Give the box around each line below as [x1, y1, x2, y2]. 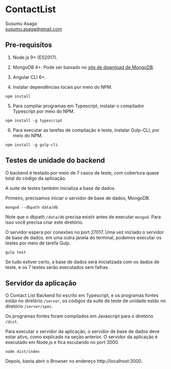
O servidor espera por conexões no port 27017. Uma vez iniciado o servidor [5, 229, 164, 235]
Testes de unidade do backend [5, 156, 105, 165]
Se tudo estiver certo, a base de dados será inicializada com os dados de [5, 259, 160, 265]
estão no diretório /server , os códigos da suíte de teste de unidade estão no [5, 298, 166, 304]
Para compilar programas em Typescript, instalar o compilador [12, 103, 144, 109]
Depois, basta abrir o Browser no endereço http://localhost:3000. [5, 358, 143, 364]
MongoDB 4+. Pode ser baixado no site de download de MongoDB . [12, 64, 155, 70]
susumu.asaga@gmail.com [5, 26, 62, 32]
